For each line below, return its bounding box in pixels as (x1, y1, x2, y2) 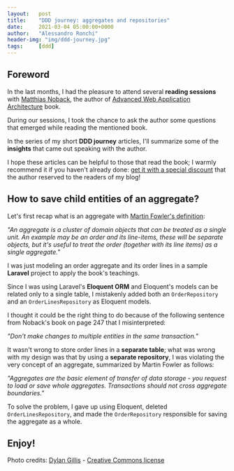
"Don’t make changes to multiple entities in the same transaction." (7, 332, 199, 340)
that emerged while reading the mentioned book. (7, 123, 148, 132)
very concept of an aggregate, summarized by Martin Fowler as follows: (7, 360, 214, 369)
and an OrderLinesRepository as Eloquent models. (7, 297, 152, 306)
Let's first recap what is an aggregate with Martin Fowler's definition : (7, 212, 205, 220)
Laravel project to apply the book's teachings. (7, 268, 140, 277)
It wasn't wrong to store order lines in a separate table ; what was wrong (7, 345, 215, 354)
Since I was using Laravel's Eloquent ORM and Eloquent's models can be (7, 282, 219, 291)
